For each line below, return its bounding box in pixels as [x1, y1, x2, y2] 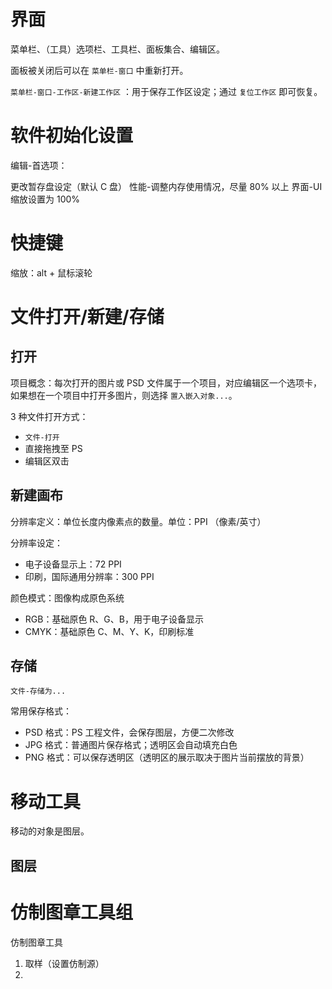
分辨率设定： [10, 536, 63, 549]
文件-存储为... [10, 686, 67, 697]
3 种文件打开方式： [10, 410, 89, 422]
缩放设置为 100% [10, 193, 81, 205]
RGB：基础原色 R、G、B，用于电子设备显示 [24, 613, 204, 625]
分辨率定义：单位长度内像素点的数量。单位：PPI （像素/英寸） [10, 515, 267, 527]
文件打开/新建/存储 [10, 306, 165, 328]
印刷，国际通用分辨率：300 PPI [24, 570, 155, 582]
